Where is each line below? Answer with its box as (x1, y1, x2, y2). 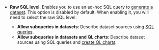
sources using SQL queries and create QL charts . (17, 39, 117, 45)
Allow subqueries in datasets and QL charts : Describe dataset (17, 34, 145, 40)
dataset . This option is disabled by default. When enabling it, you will (9, 9, 149, 15)
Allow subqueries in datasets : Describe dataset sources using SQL (17, 24, 154, 30)
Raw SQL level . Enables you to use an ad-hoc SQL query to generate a (9, 4, 153, 10)
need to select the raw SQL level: (9, 15, 77, 20)
